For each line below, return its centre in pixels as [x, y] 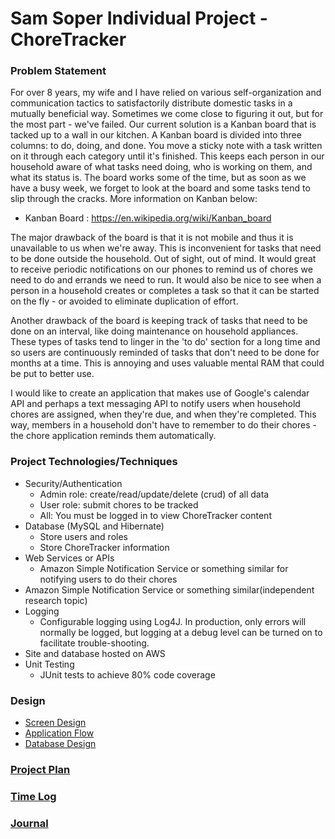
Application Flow [59, 733]
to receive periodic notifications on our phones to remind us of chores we [161, 269]
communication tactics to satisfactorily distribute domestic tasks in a [151, 103]
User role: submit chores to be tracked [119, 504]
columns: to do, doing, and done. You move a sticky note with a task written [166, 146]
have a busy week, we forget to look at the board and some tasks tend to [160, 188]
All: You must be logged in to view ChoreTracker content [155, 515]
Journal [29, 823]
